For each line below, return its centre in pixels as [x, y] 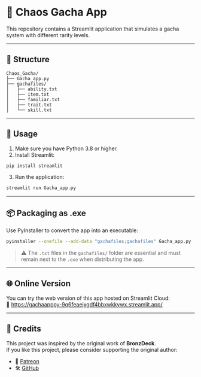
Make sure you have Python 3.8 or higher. [66, 148]
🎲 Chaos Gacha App [57, 12]
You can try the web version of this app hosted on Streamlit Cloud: [88, 298]
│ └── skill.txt [29, 110]
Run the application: [39, 177]
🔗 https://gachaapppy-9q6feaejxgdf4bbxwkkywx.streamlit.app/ [84, 304]
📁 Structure [28, 60]
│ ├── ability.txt [32, 89]
